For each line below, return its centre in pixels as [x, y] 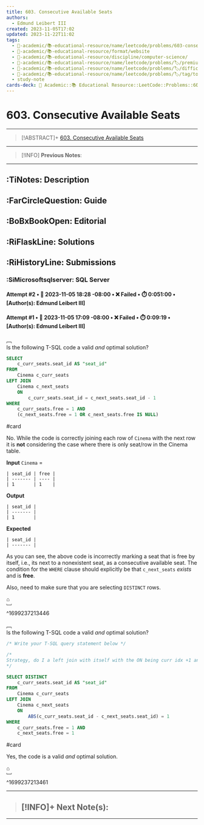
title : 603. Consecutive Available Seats [59, 12]
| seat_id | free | [31, 474]
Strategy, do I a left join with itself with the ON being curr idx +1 [99, 660]
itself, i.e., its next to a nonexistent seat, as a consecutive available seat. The [102, 563]
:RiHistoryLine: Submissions [61, 262]
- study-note [28, 79]
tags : [13, 40]
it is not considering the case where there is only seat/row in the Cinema [97, 445]
